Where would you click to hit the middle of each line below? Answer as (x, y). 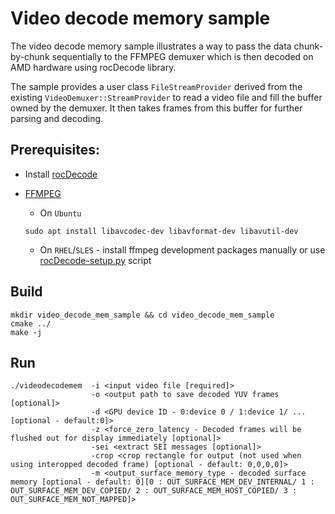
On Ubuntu (60, 213)
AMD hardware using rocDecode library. (93, 67)
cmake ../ (31, 323)
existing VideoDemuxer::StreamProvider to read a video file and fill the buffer (166, 97)
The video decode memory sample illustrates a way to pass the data (151, 46)
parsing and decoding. (57, 118)
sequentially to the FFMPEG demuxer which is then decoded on (182, 56)
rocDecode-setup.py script (95, 260)
